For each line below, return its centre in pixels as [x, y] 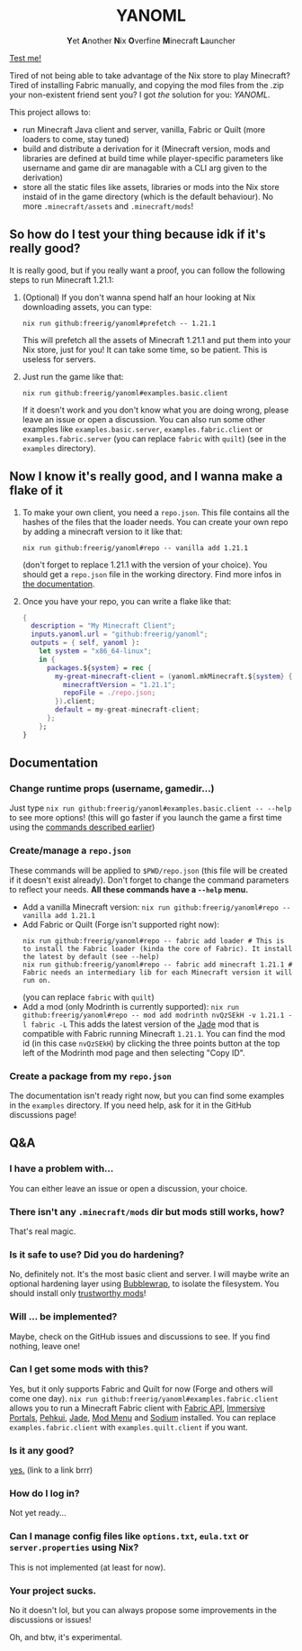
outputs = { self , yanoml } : [85, 643]
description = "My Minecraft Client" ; [103, 626]
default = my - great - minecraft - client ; [128, 710]
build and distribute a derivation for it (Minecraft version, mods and [147, 149]
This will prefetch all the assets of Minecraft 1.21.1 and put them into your [156, 340]
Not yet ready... [38, 1513]
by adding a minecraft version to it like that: [102, 531]
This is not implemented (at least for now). [88, 1567]
